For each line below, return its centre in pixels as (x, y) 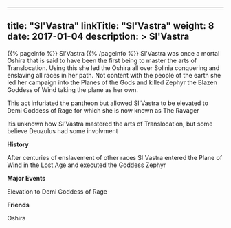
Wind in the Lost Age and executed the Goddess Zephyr (87, 165)
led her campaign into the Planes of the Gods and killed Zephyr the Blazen (112, 82)
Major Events (26, 178)
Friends (18, 205)
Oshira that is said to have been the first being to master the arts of (102, 60)
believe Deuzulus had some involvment (63, 130)
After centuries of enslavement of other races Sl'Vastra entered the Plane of (115, 157)
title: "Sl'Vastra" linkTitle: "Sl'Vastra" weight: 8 (111, 26)
